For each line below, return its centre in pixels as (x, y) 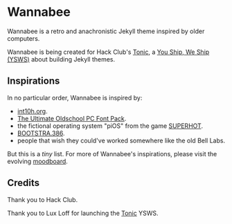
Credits (24, 183)
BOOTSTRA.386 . (41, 133)
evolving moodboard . (37, 161)
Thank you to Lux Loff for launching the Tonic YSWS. (83, 213)
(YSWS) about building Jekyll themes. (61, 59)
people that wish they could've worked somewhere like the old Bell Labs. (121, 140)
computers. (24, 38)
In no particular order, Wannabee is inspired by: (75, 97)
